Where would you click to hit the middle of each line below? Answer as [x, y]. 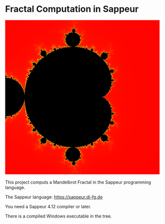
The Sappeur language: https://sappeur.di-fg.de [54, 197]
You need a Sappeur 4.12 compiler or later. [48, 206]
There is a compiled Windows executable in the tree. [59, 216]
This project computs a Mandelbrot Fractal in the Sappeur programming [78, 182]
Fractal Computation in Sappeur [72, 9]
